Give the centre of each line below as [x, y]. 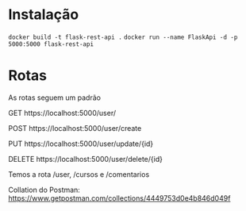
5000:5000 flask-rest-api [51, 44]
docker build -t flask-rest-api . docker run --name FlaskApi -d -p [123, 37]
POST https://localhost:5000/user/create [75, 128]
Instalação [44, 15]
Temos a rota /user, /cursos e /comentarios [79, 174]
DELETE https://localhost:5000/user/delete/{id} [85, 159]
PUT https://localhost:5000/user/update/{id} [81, 144]
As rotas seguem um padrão [55, 98]
